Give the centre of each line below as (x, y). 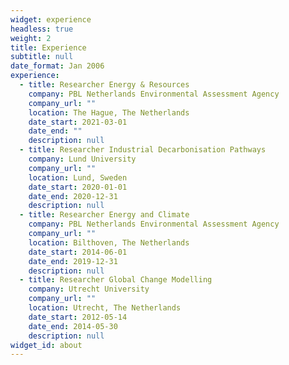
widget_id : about (46, 345)
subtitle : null (42, 57)
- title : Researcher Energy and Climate (104, 215)
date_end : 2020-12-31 (73, 196)
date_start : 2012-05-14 (78, 317)
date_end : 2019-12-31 (73, 261)
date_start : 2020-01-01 (78, 187)
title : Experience (48, 47)
